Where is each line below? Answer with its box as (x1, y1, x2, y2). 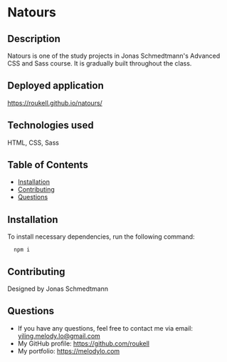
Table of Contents (7, 159, 89, 171)
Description (7, 33, 60, 45)
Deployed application (7, 80, 105, 92)
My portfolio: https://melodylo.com (17, 346, 120, 355)
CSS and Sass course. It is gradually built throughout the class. (7, 59, 192, 68)
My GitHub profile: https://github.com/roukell (17, 339, 149, 348)
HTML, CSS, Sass (7, 138, 59, 147)
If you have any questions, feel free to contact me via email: (17, 324, 194, 332)
